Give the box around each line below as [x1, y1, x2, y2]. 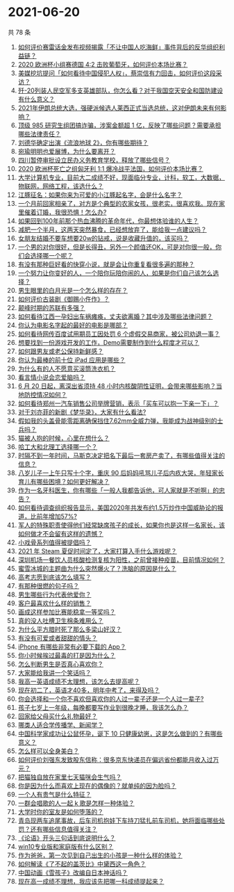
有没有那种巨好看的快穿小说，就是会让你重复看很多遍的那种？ [17, 260, 195, 268]
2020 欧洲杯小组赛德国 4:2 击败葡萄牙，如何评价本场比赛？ [17, 60, 188, 68]
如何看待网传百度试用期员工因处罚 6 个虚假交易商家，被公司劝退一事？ [17, 330, 221, 338]
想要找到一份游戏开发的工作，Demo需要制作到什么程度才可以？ [17, 338, 200, 346]
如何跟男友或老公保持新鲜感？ [17, 347, 103, 355]
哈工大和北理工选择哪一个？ [17, 442, 98, 451]
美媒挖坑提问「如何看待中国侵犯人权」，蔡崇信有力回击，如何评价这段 [17, 69, 216, 77]
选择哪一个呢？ [30, 251, 74, 259]
